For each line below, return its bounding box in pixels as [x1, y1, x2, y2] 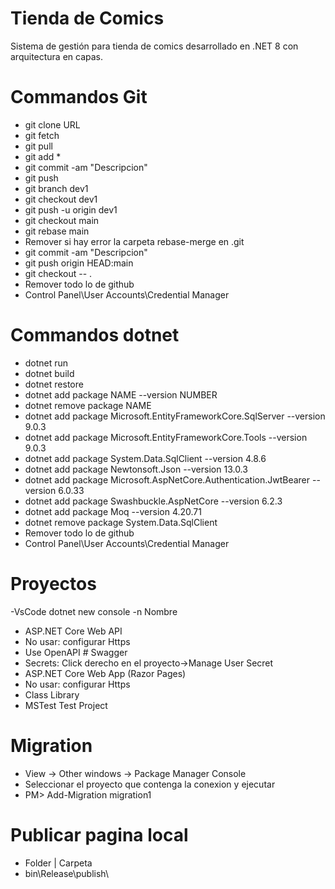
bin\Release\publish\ [24, 867, 109, 879]
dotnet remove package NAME [24, 399, 152, 411]
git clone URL [24, 118, 81, 131]
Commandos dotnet [10, 324, 180, 347]
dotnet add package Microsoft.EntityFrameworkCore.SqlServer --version [24, 410, 326, 422]
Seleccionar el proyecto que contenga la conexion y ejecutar [24, 778, 276, 790]
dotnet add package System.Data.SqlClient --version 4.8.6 [24, 452, 267, 464]
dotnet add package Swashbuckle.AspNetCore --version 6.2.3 [24, 495, 283, 507]
